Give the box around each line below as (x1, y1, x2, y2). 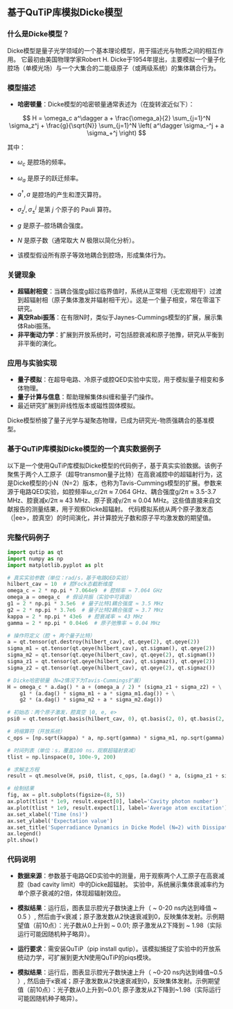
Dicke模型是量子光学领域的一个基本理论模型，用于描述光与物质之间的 (7, 46, 206, 54)
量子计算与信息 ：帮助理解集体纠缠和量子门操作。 (17, 392, 157, 402)
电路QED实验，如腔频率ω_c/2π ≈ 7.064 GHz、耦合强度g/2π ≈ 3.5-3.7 (19, 487, 216, 495)
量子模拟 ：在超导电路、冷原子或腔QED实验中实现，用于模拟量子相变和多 (17, 375, 225, 384)
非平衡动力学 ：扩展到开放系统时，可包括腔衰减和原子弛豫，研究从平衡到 (17, 330, 224, 339)
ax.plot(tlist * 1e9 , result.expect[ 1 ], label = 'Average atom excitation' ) (7, 804, 228, 811)
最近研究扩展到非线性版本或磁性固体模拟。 (17, 402, 139, 410)
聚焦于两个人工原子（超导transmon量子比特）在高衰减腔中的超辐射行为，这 (7, 470, 223, 478)
